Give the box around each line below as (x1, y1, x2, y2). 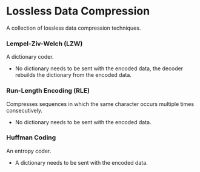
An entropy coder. (6, 147, 52, 154)
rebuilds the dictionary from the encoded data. (15, 71, 132, 79)
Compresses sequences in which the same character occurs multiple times (6, 100, 195, 107)
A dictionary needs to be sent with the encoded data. (15, 159, 148, 166)
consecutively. (6, 107, 42, 114)
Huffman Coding (6, 133, 56, 142)
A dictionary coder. (6, 53, 54, 61)
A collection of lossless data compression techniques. (6, 24, 141, 31)
